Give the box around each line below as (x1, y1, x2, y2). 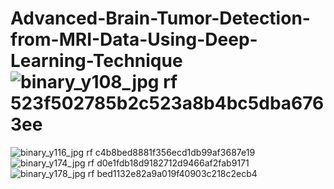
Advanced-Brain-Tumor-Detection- (10, 7, 311, 30)
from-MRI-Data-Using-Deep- (10, 28, 258, 51)
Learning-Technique (10, 50, 183, 72)
